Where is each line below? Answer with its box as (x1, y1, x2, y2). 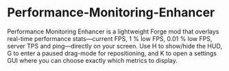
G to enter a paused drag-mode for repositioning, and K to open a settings (7, 49, 217, 57)
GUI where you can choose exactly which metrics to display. (7, 56, 178, 64)
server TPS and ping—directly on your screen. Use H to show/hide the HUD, (7, 42, 223, 50)
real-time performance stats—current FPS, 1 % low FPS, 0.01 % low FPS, (7, 34, 213, 42)
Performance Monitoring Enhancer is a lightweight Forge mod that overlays (7, 27, 219, 35)
